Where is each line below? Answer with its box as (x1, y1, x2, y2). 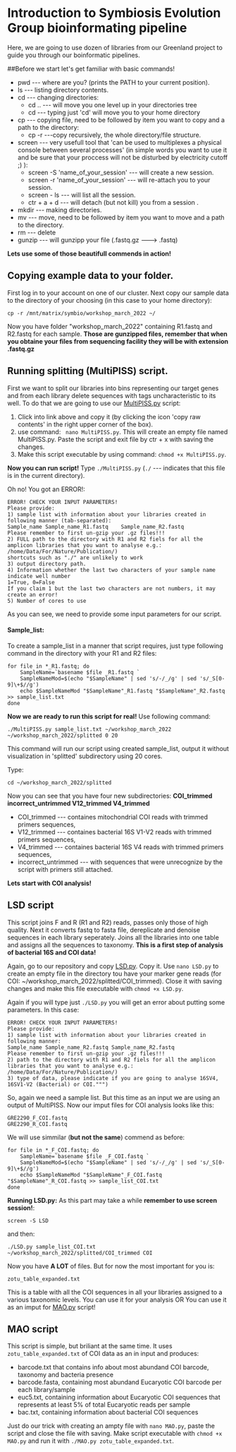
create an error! (7, 591, 58, 598)
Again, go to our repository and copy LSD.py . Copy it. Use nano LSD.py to (7, 961, 219, 970)
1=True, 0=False (7, 579, 55, 586)
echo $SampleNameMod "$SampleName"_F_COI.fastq (20, 1171, 162, 1178)
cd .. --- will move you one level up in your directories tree (27, 100, 197, 109)
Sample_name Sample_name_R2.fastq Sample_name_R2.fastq (7, 1043, 175, 1051)
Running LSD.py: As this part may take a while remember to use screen (7, 1196, 217, 1204)
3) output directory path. (7, 560, 87, 568)
